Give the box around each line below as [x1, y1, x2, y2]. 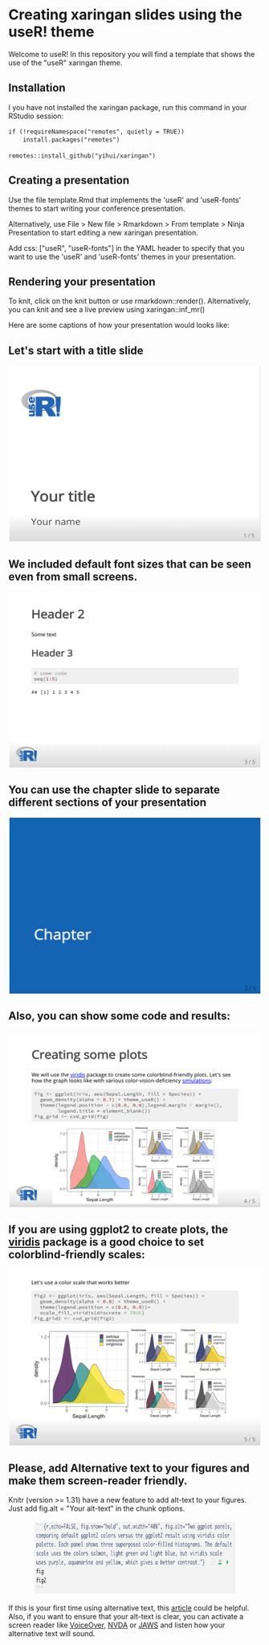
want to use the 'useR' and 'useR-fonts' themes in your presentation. [8, 252, 236, 261]
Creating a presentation [8, 174, 130, 187]
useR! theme [8, 23, 95, 41]
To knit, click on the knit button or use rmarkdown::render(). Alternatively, [8, 296, 251, 306]
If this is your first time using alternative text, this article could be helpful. [8, 1603, 250, 1613]
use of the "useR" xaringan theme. [8, 58, 123, 68]
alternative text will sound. [8, 1629, 96, 1639]
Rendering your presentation [8, 275, 156, 289]
